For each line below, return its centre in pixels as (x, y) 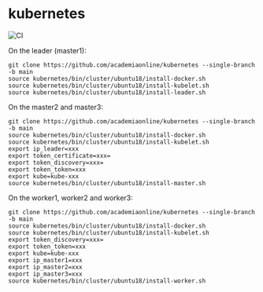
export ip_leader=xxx (44, 149)
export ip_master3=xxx (45, 274)
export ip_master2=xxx (45, 267)
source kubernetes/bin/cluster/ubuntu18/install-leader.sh (107, 92)
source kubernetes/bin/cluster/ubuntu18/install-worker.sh (107, 281)
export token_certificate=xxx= (59, 155)
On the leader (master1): (47, 50)
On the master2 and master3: (56, 107)
